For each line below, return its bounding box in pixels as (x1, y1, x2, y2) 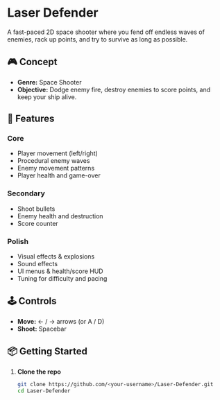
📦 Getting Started (7, 345, 88, 358)
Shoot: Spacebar (17, 324, 67, 333)
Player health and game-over (17, 171, 101, 180)
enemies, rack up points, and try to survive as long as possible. (7, 35, 188, 43)
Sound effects (17, 260, 58, 268)
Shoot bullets (17, 205, 56, 213)
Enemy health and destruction (17, 211, 103, 220)
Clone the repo (17, 367, 61, 376)
